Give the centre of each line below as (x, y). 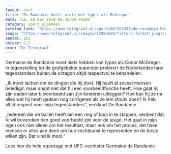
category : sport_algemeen (33, 24)
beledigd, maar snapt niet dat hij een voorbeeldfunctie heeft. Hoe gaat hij (82, 88)
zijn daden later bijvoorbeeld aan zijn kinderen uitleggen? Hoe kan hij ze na (84, 94)
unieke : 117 (18, 43)
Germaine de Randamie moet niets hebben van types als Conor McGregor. (83, 62)
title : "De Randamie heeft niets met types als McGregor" (68, 15)
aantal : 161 (18, 39)
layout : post (19, 10)
